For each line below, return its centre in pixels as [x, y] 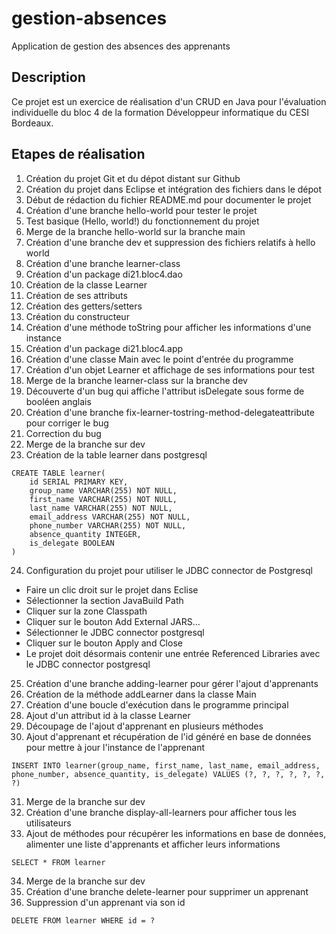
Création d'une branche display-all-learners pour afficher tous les [161, 812]
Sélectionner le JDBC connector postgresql [115, 632]
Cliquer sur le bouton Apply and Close [104, 643]
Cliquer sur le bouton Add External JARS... [113, 621]
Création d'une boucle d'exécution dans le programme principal [157, 704]
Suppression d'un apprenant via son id [105, 902]
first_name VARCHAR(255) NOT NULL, [103, 499]
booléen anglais [58, 401]
